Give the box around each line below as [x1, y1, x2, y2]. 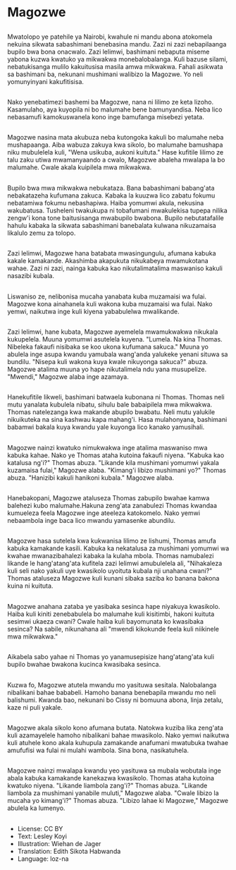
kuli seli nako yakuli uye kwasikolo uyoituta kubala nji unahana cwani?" [7, 567, 213, 575]
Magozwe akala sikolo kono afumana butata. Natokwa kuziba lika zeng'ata [7, 724, 224, 732]
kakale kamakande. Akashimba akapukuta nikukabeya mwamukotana [7, 257, 209, 265]
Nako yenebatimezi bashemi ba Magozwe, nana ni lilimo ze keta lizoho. [7, 97, 213, 106]
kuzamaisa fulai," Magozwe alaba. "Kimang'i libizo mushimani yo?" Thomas [7, 466, 227, 474]
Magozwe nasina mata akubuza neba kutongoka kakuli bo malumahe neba [7, 133, 224, 142]
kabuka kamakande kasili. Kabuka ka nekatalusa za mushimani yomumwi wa [7, 544, 230, 552]
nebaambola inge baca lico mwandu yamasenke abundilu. [7, 516, 176, 525]
